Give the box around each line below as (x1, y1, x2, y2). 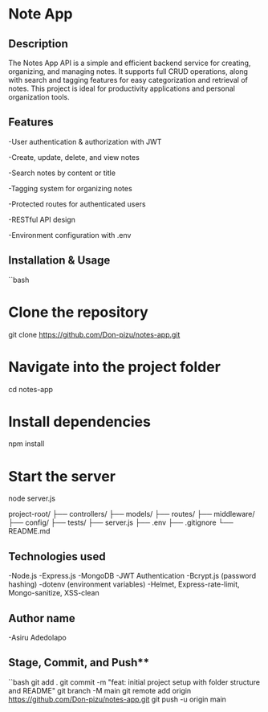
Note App (8, 5, 74, 23)
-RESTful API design (8, 215, 76, 224)
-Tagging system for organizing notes (8, 183, 132, 193)
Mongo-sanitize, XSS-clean (8, 588, 99, 598)
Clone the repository (8, 303, 148, 321)
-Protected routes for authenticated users (8, 198, 146, 209)
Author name (8, 612, 75, 625)
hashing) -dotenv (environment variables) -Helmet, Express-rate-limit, (8, 579, 240, 589)
